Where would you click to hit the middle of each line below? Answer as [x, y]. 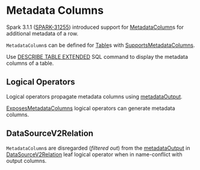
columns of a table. [30, 63]
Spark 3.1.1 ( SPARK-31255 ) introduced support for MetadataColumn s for [95, 27]
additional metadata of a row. [42, 33]
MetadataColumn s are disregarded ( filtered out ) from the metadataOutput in [98, 148]
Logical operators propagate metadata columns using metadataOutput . [94, 96]
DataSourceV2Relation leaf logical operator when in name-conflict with [94, 154]
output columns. [27, 160]
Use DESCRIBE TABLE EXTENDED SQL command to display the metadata [97, 56]
